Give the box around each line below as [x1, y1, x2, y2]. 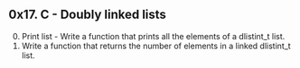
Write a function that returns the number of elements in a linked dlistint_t [21, 40, 291, 51]
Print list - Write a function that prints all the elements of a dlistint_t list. [21, 30, 286, 41]
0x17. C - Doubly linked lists [8, 7, 166, 22]
